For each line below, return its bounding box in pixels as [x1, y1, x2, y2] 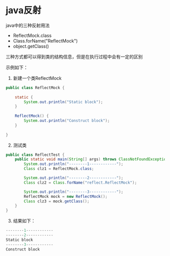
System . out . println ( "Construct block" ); [24, 118, 110, 123]
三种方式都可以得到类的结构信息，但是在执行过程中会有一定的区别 [6, 54, 143, 60]
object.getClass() [13, 43, 49, 49]
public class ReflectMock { [6, 85, 65, 90]
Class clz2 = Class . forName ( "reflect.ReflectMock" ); [24, 180, 137, 185]
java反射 [6, 5, 42, 16]
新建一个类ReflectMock [13, 75, 62, 81]
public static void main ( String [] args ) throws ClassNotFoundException [15, 157, 168, 162]
